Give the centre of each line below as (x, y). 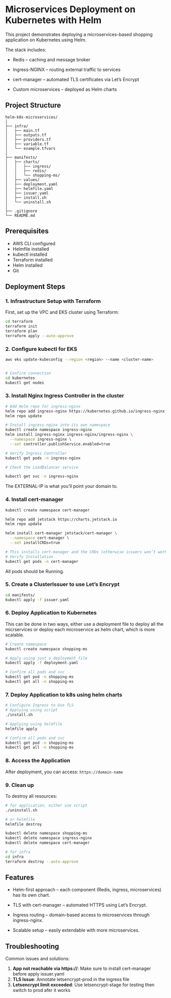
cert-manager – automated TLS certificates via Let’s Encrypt (76, 79)
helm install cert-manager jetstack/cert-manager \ (61, 533)
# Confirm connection (28, 373)
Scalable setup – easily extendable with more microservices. (76, 930)
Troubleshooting (32, 946)
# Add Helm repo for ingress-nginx (43, 406)
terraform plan (21, 331)
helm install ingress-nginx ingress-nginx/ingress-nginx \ (69, 435)
